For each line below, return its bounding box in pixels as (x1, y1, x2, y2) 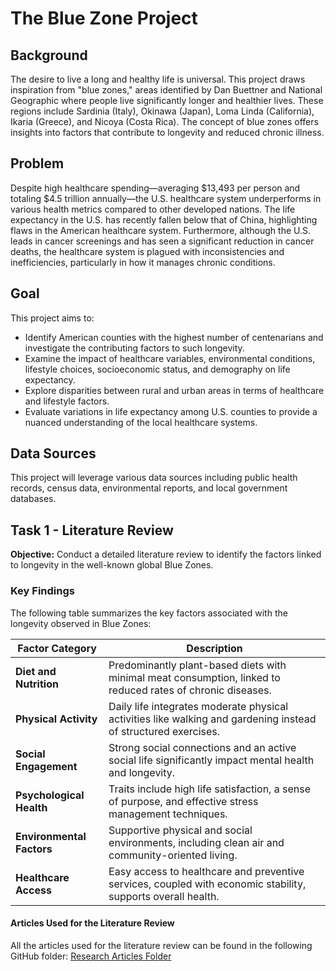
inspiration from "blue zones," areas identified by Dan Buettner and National (10, 84, 323, 96)
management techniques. (108, 807, 228, 821)
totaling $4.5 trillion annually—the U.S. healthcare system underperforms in (10, 192, 322, 204)
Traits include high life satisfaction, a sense (108, 782, 311, 796)
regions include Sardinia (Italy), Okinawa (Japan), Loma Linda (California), (10, 105, 315, 117)
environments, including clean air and (108, 835, 285, 849)
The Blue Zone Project (10, 7, 198, 30)
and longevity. (108, 765, 176, 779)
